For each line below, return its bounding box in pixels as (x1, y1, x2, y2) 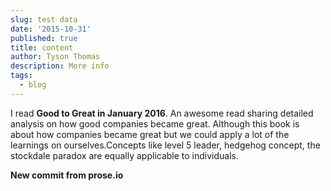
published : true (10, 33, 78, 43)
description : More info (10, 61, 110, 71)
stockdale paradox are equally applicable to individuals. (10, 149, 240, 161)
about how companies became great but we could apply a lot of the (10, 128, 290, 140)
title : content (10, 42, 74, 53)
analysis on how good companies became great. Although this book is (10, 117, 300, 130)
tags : (10, 71, 33, 81)
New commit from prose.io (10, 169, 124, 181)
